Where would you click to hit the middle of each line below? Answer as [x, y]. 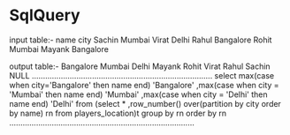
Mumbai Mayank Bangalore [59, 49]
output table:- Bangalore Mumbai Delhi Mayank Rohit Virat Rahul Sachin [140, 66]
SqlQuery [45, 15]
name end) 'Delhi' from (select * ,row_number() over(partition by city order [145, 103]
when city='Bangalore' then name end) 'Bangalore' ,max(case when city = [145, 85]
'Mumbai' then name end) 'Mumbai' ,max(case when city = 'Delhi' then [138, 94]
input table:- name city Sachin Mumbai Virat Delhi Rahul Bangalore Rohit [141, 40]
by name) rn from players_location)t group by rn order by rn [118, 113]
